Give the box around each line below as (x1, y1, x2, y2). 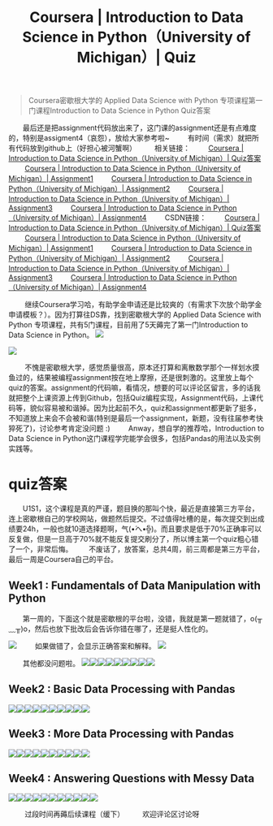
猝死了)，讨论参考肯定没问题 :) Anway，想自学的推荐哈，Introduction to (8, 423, 265, 434)
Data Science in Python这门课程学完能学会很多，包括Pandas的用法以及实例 (8, 434, 262, 443)
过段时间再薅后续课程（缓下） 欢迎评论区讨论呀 (24, 809, 200, 820)
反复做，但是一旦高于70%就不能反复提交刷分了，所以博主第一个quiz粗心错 (8, 534, 259, 544)
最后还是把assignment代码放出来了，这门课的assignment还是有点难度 (23, 123, 258, 133)
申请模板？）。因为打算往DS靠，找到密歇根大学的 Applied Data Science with (8, 309, 262, 320)
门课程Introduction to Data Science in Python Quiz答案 (28, 106, 211, 115)
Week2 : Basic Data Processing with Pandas (8, 682, 236, 696)
